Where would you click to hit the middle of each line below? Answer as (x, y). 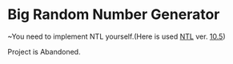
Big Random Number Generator (114, 15)
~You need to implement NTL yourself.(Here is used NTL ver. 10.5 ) (116, 36)
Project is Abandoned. (44, 51)
